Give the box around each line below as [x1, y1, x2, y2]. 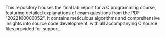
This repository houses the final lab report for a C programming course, [5, 5, 156, 10]
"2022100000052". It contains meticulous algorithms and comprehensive [5, 15, 160, 21]
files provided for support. [5, 26, 60, 32]
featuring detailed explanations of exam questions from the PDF [5, 10, 140, 16]
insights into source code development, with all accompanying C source [5, 20, 158, 26]
